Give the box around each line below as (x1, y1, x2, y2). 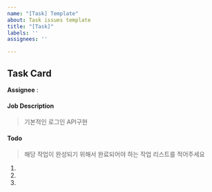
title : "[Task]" (7, 23, 54, 30)
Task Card (7, 67, 52, 79)
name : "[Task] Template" (7, 10, 79, 17)
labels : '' (7, 29, 39, 37)
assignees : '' (7, 36, 48, 43)
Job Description (7, 102, 55, 110)
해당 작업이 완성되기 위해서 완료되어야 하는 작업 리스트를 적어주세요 (23, 150, 205, 159)
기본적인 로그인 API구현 (23, 118, 88, 126)
